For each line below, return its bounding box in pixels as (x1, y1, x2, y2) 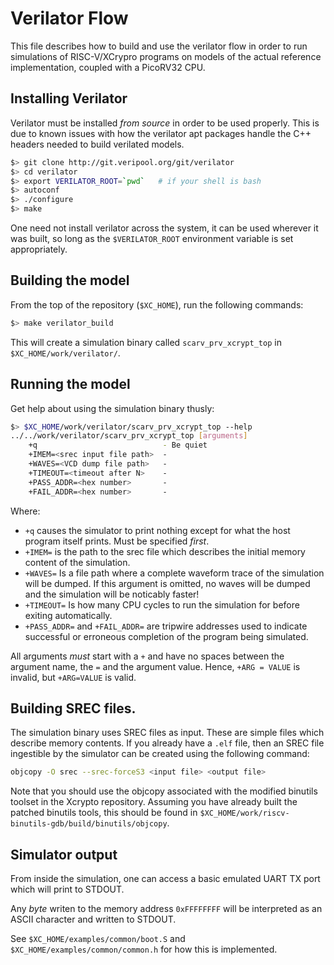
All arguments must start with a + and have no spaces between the (10, 650, 285, 662)
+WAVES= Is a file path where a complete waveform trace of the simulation (24, 567, 325, 579)
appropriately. (10, 243, 68, 255)
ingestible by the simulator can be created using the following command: (10, 748, 310, 760)
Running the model (10, 376, 131, 393)
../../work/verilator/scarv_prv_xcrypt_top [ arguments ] (10, 431, 248, 441)
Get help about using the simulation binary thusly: (10, 402, 215, 414)
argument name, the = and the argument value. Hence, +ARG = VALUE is (10, 660, 301, 672)
